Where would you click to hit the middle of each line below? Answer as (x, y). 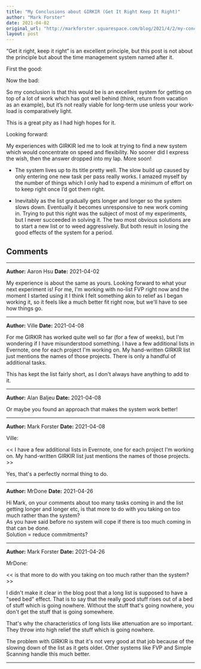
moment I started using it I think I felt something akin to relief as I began (95, 295)
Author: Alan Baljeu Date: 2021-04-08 (54, 398)
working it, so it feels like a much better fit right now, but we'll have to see (97, 302)
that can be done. (28, 528)
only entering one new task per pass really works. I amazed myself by (101, 176)
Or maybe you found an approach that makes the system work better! (92, 409)
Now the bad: (23, 81)
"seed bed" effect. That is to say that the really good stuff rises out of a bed (100, 599)
